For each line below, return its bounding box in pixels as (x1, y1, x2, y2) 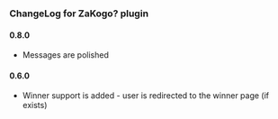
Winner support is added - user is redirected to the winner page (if (22, 90, 270, 101)
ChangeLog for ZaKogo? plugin (9, 7, 149, 20)
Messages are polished (22, 50, 110, 60)
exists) (22, 100, 48, 111)
